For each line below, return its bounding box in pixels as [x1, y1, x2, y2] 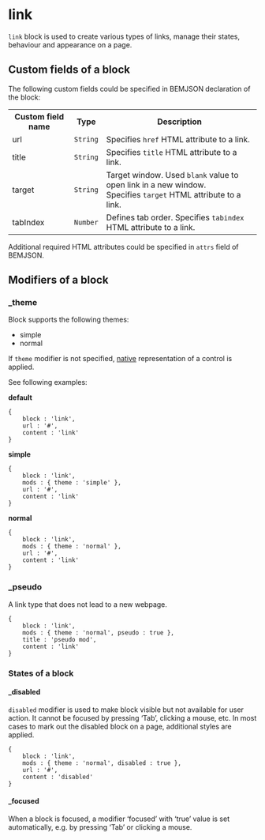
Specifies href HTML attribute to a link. [106, 134, 251, 145]
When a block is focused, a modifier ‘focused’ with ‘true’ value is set [8, 814, 230, 823]
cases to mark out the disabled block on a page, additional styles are [8, 721, 232, 731]
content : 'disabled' [22, 773, 93, 781]
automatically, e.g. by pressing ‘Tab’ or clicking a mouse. [8, 823, 192, 832]
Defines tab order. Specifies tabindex [106, 212, 244, 223]
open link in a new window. [106, 179, 207, 190]
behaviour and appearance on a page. [8, 40, 132, 49]
